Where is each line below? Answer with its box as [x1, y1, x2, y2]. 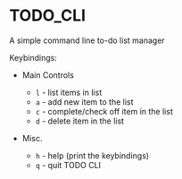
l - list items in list [35, 87, 103, 98]
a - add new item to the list [35, 96, 134, 107]
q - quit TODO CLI [35, 159, 101, 170]
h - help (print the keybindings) [35, 149, 150, 161]
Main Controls [21, 69, 74, 81]
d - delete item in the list [35, 115, 125, 126]
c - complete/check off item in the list [35, 106, 174, 116]
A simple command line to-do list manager [9, 35, 165, 46]
